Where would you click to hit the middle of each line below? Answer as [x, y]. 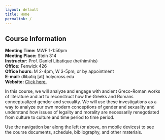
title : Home [17, 14]
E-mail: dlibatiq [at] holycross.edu [40, 77]
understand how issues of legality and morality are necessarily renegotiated [82, 112]
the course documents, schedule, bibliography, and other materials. [74, 132]
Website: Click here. [26, 82]
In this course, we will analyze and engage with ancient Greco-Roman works [83, 91]
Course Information [36, 39]
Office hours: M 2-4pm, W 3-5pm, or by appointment [60, 71]
